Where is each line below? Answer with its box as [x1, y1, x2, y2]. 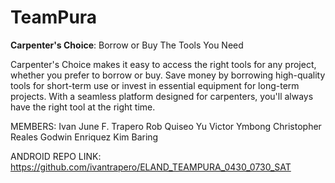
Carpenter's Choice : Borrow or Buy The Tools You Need [10, 39, 244, 51]
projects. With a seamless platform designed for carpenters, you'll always [10, 90, 314, 102]
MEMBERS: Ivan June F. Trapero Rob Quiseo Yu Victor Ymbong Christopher [10, 120, 322, 132]
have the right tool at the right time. [10, 101, 156, 113]
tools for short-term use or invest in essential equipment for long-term [10, 79, 300, 91]
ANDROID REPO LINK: [10, 150, 102, 162]
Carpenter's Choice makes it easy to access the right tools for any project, [10, 58, 317, 70]
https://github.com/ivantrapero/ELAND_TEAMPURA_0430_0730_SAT [10, 161, 292, 173]
